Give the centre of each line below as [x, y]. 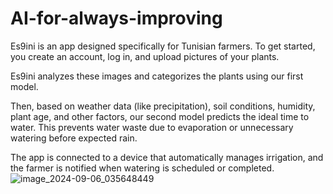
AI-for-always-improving [116, 18]
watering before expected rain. [74, 138]
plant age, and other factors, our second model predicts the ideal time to [160, 116]
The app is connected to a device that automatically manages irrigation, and [167, 157]
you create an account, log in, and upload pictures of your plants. [145, 56]
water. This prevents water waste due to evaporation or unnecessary [152, 127]
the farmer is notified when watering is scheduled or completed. [142, 168]
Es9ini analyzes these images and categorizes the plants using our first [157, 76]
